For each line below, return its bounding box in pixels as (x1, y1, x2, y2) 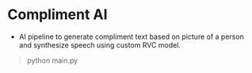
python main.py (26, 56, 78, 65)
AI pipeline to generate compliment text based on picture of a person (18, 32, 245, 41)
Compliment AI (7, 6, 108, 24)
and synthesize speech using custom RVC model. (18, 40, 181, 49)
